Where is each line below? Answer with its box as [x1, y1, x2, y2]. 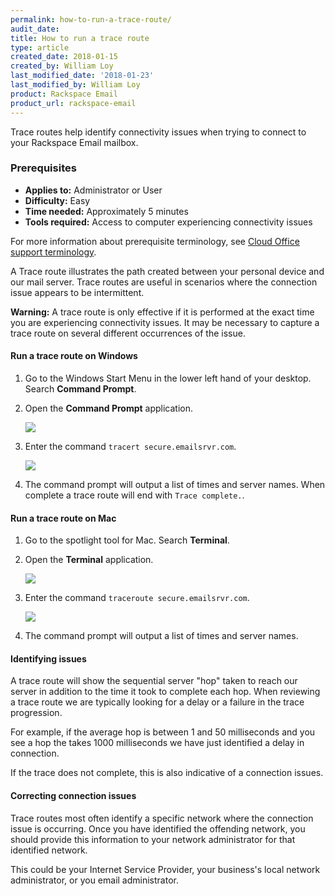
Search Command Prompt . [24, 383, 137, 395]
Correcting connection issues [10, 790, 137, 801]
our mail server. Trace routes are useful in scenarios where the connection [10, 276, 318, 288]
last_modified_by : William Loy [10, 80, 141, 90]
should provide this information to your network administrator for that [10, 833, 296, 845]
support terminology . [10, 246, 97, 258]
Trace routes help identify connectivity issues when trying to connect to [10, 126, 307, 138]
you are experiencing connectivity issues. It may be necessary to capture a [10, 316, 320, 328]
